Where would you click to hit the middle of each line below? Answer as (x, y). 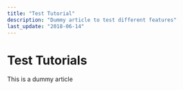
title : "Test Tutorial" (41, 13)
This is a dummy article (40, 79)
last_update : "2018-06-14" (46, 26)
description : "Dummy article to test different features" (92, 20)
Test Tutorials (47, 60)
